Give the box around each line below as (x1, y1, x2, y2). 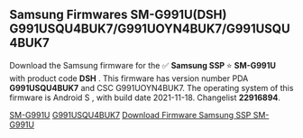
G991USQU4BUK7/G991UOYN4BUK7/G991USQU (9, 22, 290, 37)
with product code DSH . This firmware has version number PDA (9, 72, 249, 84)
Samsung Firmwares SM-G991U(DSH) (9, 7, 227, 23)
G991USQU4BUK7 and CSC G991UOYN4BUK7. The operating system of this (9, 82, 294, 93)
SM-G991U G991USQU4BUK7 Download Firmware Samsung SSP (9, 109, 252, 120)
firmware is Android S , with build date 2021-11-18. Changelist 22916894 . (9, 92, 281, 103)
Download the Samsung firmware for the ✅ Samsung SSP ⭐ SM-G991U (9, 60, 277, 70)
